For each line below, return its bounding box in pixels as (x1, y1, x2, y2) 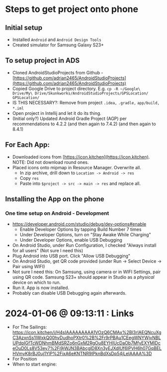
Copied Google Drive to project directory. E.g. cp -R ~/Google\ (12, 85, 141, 91)
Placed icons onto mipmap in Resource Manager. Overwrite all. (12, 164, 142, 170)
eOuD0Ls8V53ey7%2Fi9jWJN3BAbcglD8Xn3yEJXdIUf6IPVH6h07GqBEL (12, 346, 162, 352)
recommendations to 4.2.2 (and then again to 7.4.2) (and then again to (12, 121, 156, 127)
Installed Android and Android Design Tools (12, 36, 102, 42)
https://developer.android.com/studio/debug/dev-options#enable (12, 221, 147, 227)
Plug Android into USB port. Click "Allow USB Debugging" (12, 253, 131, 259)
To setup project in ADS (5, 56, 80, 65)
